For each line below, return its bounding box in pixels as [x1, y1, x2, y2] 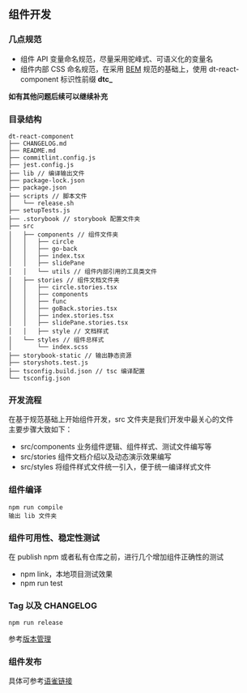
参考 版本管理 [8, 634, 51, 644]
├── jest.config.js [8, 160, 75, 168]
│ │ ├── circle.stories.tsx [8, 283, 117, 291]
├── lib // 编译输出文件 [8, 169, 85, 177]
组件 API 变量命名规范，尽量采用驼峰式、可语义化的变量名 [19, 53, 214, 63]
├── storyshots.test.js [8, 359, 89, 367]
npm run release [8, 619, 63, 627]
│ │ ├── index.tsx [8, 252, 85, 260]
